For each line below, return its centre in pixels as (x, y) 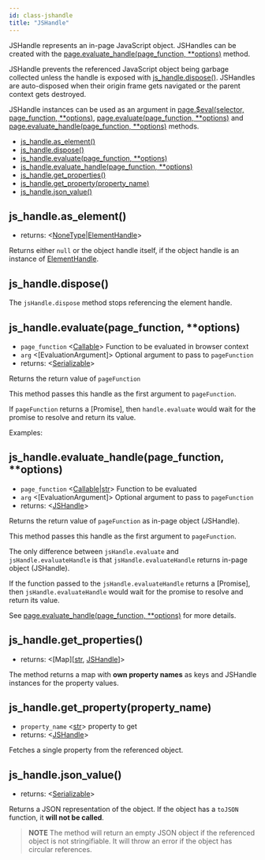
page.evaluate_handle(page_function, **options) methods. (104, 126)
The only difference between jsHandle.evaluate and (94, 551)
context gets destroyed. (48, 94)
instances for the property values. (64, 683)
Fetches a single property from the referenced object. (96, 750)
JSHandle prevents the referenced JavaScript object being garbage (119, 69)
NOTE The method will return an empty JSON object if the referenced (142, 833)
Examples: (26, 432)
